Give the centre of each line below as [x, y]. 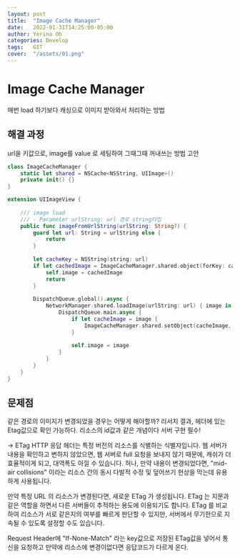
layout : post [27, 14]
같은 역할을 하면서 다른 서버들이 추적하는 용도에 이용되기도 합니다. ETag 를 [111, 505]
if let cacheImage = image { [115, 319]
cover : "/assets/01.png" [46, 54]
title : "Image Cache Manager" [54, 21]
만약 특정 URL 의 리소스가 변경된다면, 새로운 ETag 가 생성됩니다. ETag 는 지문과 [119, 497]
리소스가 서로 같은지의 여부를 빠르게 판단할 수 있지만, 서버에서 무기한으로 [121, 514]
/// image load [43, 213]
